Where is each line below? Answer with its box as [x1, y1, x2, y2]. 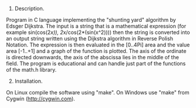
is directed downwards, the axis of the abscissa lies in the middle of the [6, 54, 179, 60]
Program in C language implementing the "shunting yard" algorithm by [6, 16, 176, 23]
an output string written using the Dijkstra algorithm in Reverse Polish [6, 35, 173, 42]
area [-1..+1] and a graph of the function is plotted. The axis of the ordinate [6, 48, 187, 55]
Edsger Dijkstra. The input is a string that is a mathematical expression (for [6, 23, 187, 29]
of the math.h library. [6, 66, 57, 73]
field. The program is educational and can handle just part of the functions [6, 60, 186, 67]
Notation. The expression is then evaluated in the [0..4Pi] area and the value [6, 41, 190, 48]
